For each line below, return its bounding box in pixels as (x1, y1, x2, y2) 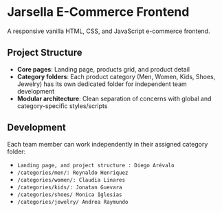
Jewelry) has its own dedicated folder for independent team (16, 80, 187, 88)
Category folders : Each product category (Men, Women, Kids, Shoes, (16, 72, 216, 81)
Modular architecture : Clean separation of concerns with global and (16, 94, 212, 103)
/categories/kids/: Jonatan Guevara (16, 184, 122, 191)
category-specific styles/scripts (16, 101, 108, 110)
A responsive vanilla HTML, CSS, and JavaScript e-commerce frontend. (7, 27, 210, 35)
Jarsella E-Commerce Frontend (7, 4, 190, 20)
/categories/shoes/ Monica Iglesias (16, 191, 122, 198)
